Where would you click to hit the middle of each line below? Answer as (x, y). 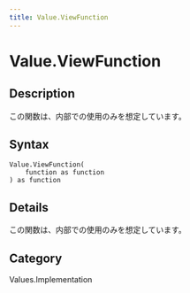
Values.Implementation (51, 280)
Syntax (29, 145)
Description (42, 94)
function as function (65, 173)
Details (29, 208)
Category (36, 258)
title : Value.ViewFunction (59, 17)
